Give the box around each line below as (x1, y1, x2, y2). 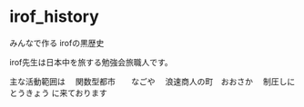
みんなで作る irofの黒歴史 (9, 37, 105, 48)
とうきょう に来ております (9, 87, 107, 98)
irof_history (9, 6, 100, 27)
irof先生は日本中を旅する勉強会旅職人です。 (9, 56, 173, 67)
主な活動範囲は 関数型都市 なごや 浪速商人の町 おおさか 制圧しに (9, 75, 296, 87)
